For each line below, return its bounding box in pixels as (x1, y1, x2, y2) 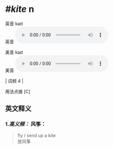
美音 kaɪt (5, 49, 23, 55)
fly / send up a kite (17, 132, 56, 138)
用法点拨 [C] (5, 88, 31, 94)
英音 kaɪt (5, 20, 23, 26)
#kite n (5, 3, 34, 15)
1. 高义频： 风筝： (5, 121, 46, 128)
